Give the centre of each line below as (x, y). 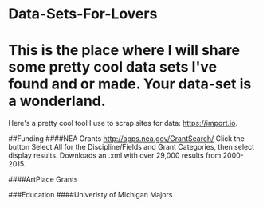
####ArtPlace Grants (43, 179)
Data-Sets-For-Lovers (83, 14)
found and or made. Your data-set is (130, 84)
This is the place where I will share (124, 51)
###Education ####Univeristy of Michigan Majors (90, 195)
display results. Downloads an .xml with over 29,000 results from (115, 155)
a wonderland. (57, 101)
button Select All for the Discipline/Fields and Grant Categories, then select (131, 147)
